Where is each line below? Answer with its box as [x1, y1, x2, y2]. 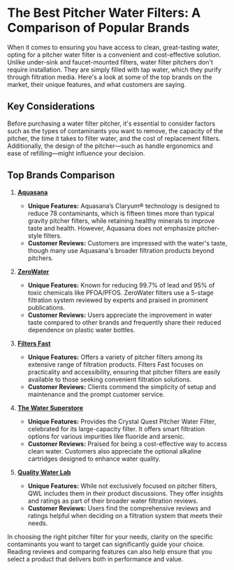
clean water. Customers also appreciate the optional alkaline [27, 447, 202, 455]
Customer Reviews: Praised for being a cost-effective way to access [27, 440, 228, 448]
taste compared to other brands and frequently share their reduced [27, 318, 221, 327]
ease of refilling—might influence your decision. [7, 149, 145, 157]
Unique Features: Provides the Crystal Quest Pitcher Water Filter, [27, 417, 217, 426]
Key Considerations [7, 100, 96, 113]
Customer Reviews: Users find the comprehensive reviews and [27, 503, 212, 513]
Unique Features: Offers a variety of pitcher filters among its [27, 353, 203, 361]
